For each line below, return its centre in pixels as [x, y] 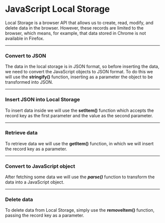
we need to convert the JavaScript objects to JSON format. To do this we [79, 72]
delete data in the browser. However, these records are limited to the [74, 28]
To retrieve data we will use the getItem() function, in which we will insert [79, 143]
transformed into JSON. [29, 82]
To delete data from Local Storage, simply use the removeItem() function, [80, 210]
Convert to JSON [26, 56]
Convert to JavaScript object [40, 166]
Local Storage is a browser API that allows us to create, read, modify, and [79, 23]
